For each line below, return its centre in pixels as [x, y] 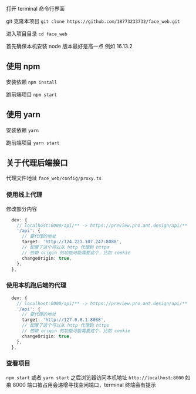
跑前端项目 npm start [32, 94]
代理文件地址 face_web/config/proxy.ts [54, 178]
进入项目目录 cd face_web [37, 34]
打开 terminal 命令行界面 [36, 9]
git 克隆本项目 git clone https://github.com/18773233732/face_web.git [93, 21]
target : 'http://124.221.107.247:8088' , [72, 242]
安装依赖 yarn [23, 130]
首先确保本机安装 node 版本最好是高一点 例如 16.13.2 [70, 46]
